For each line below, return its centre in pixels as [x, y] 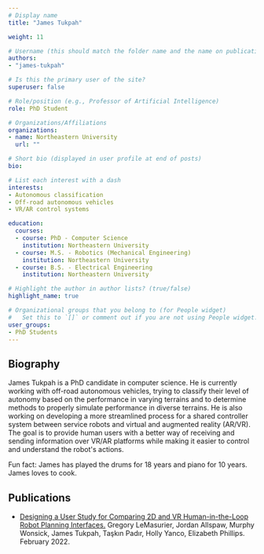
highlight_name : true [44, 296]
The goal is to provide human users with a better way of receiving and [121, 433]
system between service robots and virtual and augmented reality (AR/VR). [130, 425]
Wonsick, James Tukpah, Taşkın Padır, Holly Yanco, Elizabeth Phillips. [132, 533]
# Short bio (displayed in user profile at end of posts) [105, 159]
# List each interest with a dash [65, 180]
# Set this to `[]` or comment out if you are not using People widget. [133, 317]
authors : [22, 58]
